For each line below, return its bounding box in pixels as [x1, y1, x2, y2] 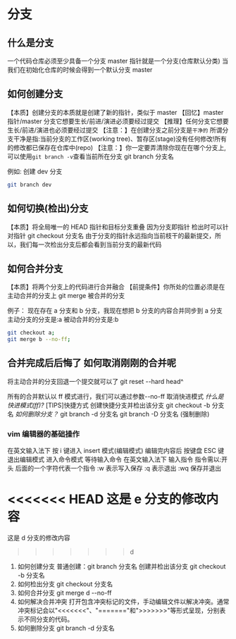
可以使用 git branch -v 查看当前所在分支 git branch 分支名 [7, 152, 174, 161]
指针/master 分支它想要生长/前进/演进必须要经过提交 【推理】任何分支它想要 [7, 117, 229, 125]
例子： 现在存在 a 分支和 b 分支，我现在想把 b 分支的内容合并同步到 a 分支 [7, 306, 223, 315]
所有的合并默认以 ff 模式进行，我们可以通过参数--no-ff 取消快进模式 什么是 [7, 392, 224, 400]
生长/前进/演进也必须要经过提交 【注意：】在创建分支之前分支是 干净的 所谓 [7, 125, 223, 134]
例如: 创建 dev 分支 [7, 167, 63, 175]
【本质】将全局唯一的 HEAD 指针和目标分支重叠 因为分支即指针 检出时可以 [7, 223, 223, 231]
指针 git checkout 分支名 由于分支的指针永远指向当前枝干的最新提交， [13, 231, 216, 240]
